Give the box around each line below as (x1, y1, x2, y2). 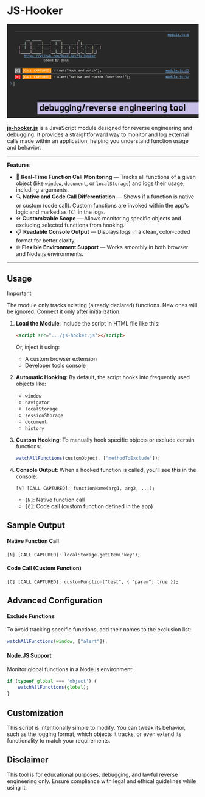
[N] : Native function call (24, 496, 85, 504)
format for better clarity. (15, 236, 76, 244)
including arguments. (15, 186, 69, 193)
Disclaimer (7, 755, 49, 765)
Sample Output (7, 520, 66, 531)
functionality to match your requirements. (7, 737, 111, 744)
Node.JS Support (7, 652, 52, 659)
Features (7, 161, 30, 169)
